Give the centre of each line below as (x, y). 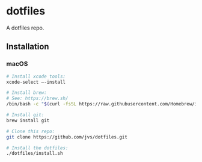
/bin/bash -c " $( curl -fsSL (41, 104)
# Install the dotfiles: (37, 148)
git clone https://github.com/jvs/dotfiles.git (67, 137)
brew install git (28, 120)
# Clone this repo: (31, 131)
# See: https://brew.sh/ (37, 98)
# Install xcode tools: (36, 76)
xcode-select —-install (36, 82)
